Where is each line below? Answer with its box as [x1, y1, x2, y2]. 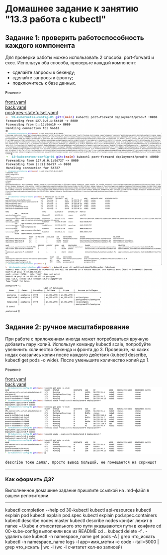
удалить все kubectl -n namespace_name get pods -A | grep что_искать [5, 533, 156, 539]
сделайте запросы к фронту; [12, 75, 74, 80]
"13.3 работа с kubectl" [5, 13, 106, 25]
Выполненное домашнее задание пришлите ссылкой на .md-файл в [5, 487, 150, 493]
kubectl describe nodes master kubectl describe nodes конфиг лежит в [5, 517, 153, 524]
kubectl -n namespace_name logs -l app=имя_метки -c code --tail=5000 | [5, 539, 159, 545]
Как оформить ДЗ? [5, 476, 55, 483]
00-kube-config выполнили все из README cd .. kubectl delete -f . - [5, 528, 148, 534]
